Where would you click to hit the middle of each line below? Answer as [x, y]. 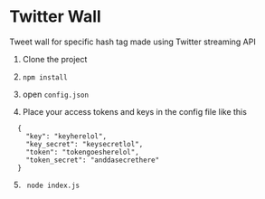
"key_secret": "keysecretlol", [85, 144]
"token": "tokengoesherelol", [83, 152]
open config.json [55, 94]
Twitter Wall [55, 17]
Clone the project [55, 59]
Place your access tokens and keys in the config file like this [134, 111]
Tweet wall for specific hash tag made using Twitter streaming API [132, 42]
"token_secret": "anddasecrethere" [93, 160]
